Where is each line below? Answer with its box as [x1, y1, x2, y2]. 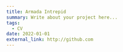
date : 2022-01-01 [6, 31, 50, 37]
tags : [6, 20, 20, 26]
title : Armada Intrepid [6, 8, 67, 15]
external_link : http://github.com [6, 36, 94, 42]
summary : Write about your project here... [6, 14, 118, 20]
